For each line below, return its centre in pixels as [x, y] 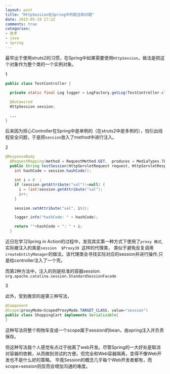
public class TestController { [38, 83]
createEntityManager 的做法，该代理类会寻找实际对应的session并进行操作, [82, 254]
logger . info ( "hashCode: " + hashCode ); [56, 217]
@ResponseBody [20, 156]
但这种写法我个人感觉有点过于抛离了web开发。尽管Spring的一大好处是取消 [83, 347]
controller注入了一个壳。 [39, 260]
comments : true [21, 24]
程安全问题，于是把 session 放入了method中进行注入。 [61, 137]
